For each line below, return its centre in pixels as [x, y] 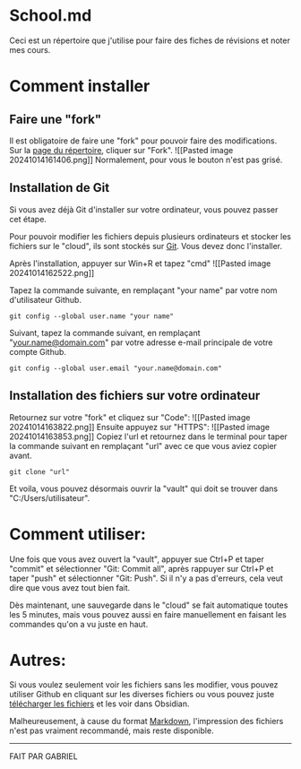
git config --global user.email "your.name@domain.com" [116, 368]
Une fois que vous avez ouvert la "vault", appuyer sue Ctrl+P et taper [137, 559]
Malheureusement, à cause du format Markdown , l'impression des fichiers [146, 721]
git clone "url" [39, 471]
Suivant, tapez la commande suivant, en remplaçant [105, 333]
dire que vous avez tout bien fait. [70, 587]
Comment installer [80, 86]
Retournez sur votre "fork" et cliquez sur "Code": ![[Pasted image [130, 417]
